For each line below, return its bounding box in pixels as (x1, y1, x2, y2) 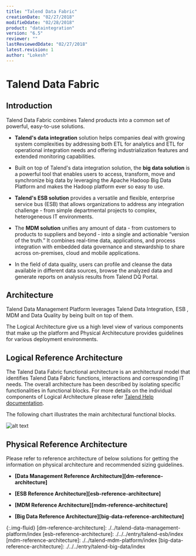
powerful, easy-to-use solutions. (6, 123, 85, 130)
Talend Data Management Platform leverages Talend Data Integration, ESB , (6, 306, 189, 313)
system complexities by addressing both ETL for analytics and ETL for (14, 140, 184, 147)
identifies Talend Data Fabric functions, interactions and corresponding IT (6, 375, 185, 382)
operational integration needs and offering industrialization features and (14, 146, 189, 153)
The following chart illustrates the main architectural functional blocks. (6, 411, 176, 418)
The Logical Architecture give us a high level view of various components (6, 324, 184, 331)
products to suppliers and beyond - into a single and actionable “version (14, 230, 190, 238)
